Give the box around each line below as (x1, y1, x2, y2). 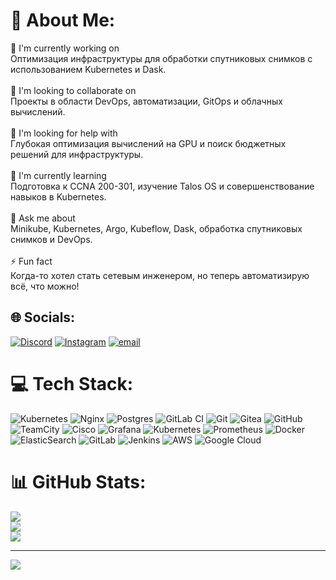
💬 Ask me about (10, 212, 76, 224)
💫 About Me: (10, 9, 116, 32)
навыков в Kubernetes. (10, 190, 107, 203)
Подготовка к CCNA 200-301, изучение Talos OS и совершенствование (10, 180, 315, 192)
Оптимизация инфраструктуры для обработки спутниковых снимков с (10, 52, 313, 64)
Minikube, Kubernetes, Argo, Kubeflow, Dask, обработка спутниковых (10, 222, 303, 234)
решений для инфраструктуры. (10, 148, 144, 160)
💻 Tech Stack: (10, 372, 134, 395)
